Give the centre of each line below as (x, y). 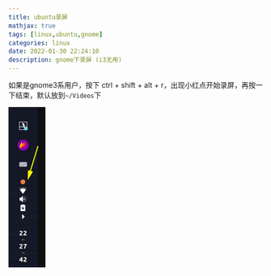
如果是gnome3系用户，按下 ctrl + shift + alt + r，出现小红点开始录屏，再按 (132, 85)
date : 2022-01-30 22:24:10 (54, 52)
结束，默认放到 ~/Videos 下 (58, 95)
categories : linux (39, 43)
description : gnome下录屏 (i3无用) (66, 60)
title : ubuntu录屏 (38, 17)
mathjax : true (32, 26)
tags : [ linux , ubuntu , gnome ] (56, 34)
